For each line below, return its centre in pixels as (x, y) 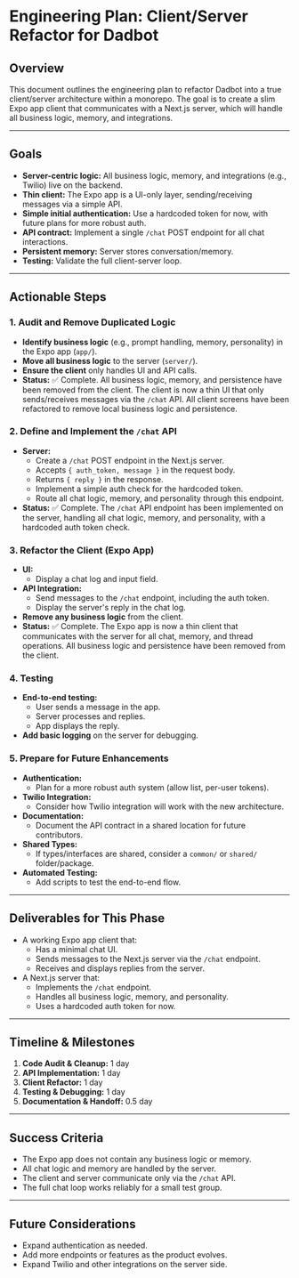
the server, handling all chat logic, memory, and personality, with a (144, 517)
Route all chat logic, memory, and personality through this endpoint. (160, 498)
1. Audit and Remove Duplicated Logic (93, 322)
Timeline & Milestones (72, 1042)
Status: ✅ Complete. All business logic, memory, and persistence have (152, 379)
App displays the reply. (77, 726)
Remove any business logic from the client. (103, 617)
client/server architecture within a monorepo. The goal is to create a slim (142, 99)
